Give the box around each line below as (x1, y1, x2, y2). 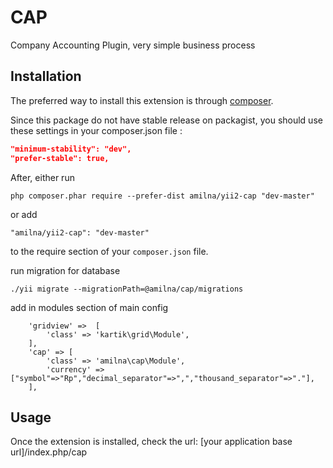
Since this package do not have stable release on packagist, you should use (10, 114, 323, 126)
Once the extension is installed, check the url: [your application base (10, 436, 293, 448)
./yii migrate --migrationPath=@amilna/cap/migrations (10, 284, 244, 294)
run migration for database (10, 264, 121, 276)
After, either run (10, 171, 75, 183)
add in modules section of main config (10, 301, 169, 313)
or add (10, 208, 38, 220)
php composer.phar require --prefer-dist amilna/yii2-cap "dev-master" (10, 191, 315, 201)
